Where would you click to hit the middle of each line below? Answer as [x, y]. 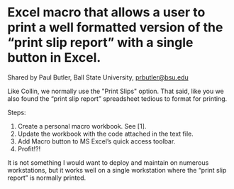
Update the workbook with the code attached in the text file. [105, 134]
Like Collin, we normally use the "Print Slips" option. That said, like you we [116, 91]
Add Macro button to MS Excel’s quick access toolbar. [96, 141]
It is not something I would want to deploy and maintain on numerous [108, 162]
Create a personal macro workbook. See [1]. [82, 126]
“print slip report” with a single [100, 43]
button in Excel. [54, 58]
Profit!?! [29, 148]
